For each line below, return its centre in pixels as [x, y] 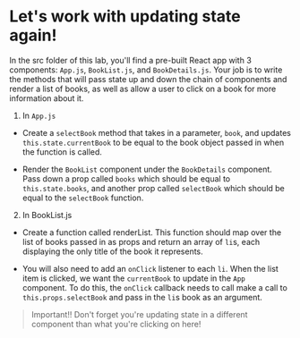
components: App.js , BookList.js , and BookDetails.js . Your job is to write [146, 70]
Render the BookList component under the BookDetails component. [147, 169]
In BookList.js [47, 215]
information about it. [47, 98]
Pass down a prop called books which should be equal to [126, 178]
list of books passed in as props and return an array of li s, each [141, 241]
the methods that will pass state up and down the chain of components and [148, 79]
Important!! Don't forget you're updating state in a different [139, 314]
